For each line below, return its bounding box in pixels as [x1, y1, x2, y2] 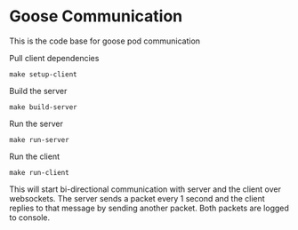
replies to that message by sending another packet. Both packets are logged [9, 202, 289, 213]
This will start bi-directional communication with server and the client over [9, 184, 282, 194]
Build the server [9, 85, 68, 96]
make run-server [9, 135, 69, 144]
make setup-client [9, 69, 77, 79]
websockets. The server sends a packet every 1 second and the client [9, 193, 265, 203]
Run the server [9, 118, 64, 129]
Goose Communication [9, 6, 183, 27]
